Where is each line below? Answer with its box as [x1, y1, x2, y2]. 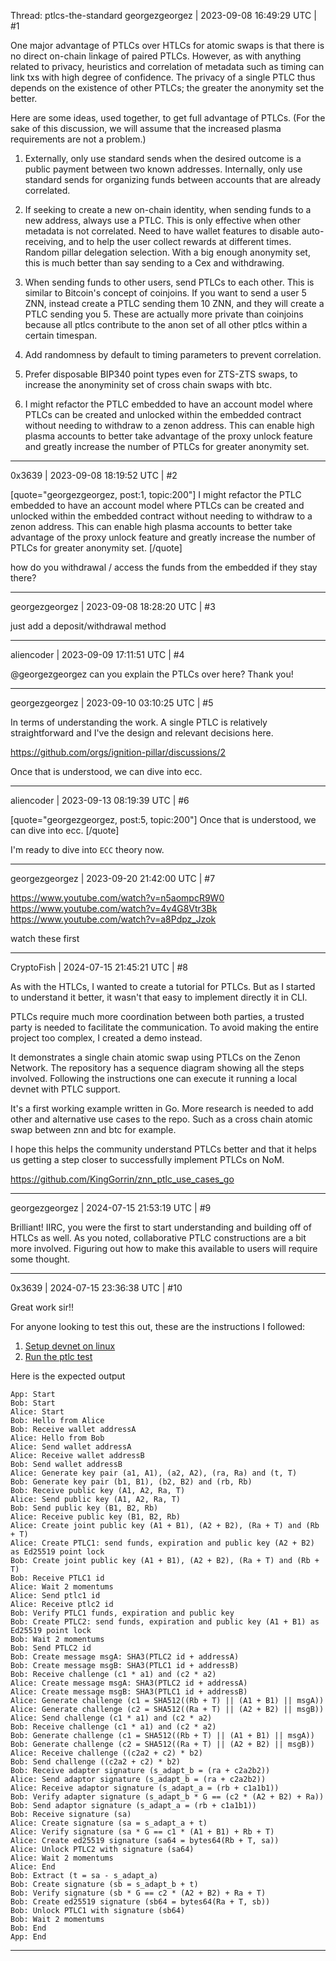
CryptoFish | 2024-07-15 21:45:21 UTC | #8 [10, 961, 189, 973]
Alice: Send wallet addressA [10, 1442, 132, 1452]
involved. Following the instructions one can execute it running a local [10, 1073, 298, 1084]
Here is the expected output [10, 1370, 126, 1382]
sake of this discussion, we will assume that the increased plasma [10, 123, 282, 134]
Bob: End [10, 1923, 47, 1933]
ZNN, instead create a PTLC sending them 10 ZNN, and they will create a [24, 298, 325, 309]
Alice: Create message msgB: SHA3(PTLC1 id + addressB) [10, 1687, 248, 1697]
